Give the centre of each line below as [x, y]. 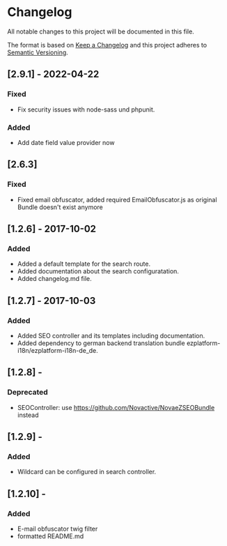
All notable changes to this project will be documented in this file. [101, 31]
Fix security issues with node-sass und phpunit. [86, 109]
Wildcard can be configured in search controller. [87, 472]
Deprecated [28, 393]
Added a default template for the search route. [84, 264]
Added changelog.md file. [54, 279]
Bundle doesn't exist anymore [60, 207]
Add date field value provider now [66, 142]
